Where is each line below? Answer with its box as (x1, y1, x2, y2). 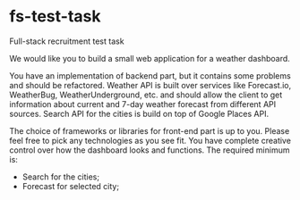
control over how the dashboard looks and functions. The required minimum (9, 145, 290, 155)
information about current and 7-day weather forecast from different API (9, 98, 276, 109)
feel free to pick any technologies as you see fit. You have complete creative (9, 135, 291, 146)
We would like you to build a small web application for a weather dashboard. (9, 53, 291, 63)
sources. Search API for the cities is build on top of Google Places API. (9, 108, 270, 119)
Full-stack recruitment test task (9, 36, 124, 46)
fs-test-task (9, 6, 101, 27)
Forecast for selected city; (21, 180, 119, 191)
